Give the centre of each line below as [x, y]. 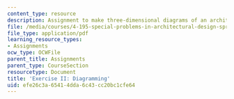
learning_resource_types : [45, 40]
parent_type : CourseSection [48, 66]
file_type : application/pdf [48, 33]
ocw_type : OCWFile [34, 53]
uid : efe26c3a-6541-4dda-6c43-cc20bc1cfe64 [71, 85]
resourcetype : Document [42, 72]
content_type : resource [42, 14]
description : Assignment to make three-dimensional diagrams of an [107, 20]
